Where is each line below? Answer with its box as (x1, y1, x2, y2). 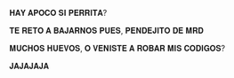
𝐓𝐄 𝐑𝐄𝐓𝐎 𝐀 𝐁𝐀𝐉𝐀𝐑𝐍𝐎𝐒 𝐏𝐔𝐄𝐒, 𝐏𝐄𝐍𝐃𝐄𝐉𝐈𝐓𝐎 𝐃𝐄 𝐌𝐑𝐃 (9, 26, 205, 35)
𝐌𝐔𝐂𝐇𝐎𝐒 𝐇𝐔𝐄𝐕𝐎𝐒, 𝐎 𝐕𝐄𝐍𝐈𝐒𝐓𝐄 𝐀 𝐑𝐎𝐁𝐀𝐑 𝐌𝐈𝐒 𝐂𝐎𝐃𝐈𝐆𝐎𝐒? (9, 43, 225, 53)
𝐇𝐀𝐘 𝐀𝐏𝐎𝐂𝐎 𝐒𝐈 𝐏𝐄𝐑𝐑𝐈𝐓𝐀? (9, 8, 108, 18)
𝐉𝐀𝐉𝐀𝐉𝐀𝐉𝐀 (9, 61, 50, 71)
